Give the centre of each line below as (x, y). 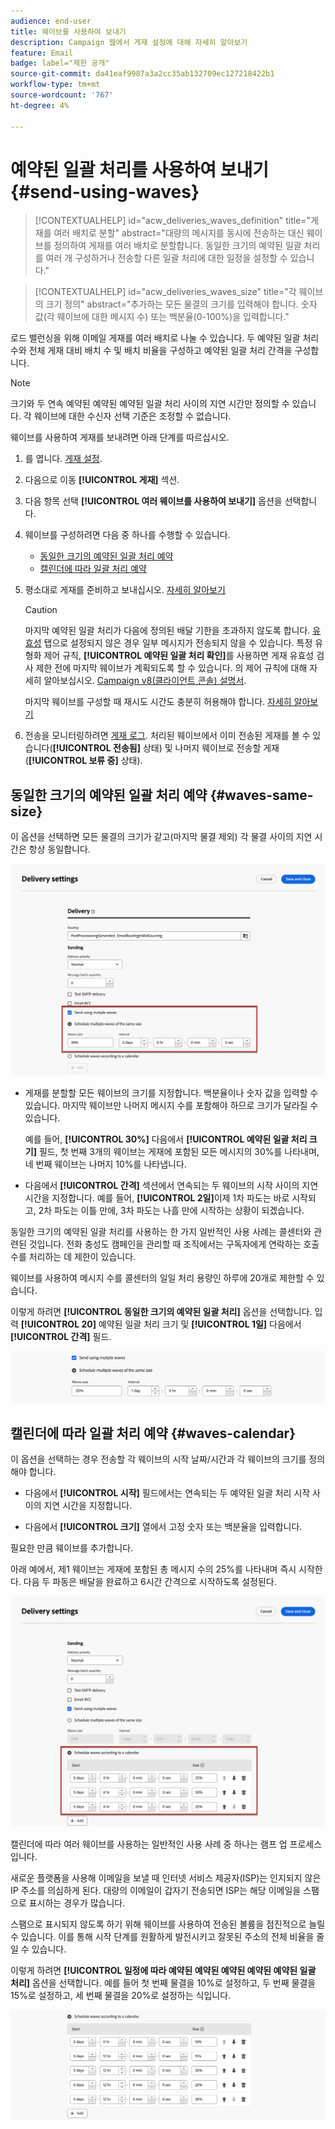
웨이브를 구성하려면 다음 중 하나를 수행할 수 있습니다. (127, 535)
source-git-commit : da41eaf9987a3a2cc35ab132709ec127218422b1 (142, 74)
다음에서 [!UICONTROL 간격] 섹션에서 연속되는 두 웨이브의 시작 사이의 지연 (171, 1186)
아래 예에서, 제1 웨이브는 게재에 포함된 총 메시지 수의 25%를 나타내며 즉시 (153, 1569)
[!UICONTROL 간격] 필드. (61, 1337)
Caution (41, 610)
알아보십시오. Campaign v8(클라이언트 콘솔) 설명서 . (145, 681)
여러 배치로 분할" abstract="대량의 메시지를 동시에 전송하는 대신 (179, 233)
